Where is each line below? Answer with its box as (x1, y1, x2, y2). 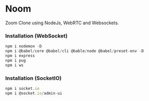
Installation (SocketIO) (5, 74, 62, 81)
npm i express (5, 53, 35, 58)
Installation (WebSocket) (5, 32, 68, 39)
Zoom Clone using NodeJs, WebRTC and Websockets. (5, 20, 119, 26)
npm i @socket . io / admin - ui (5, 90, 62, 96)
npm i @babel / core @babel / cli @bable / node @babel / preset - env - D (5, 48, 144, 54)
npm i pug (5, 58, 26, 63)
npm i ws (5, 63, 24, 68)
